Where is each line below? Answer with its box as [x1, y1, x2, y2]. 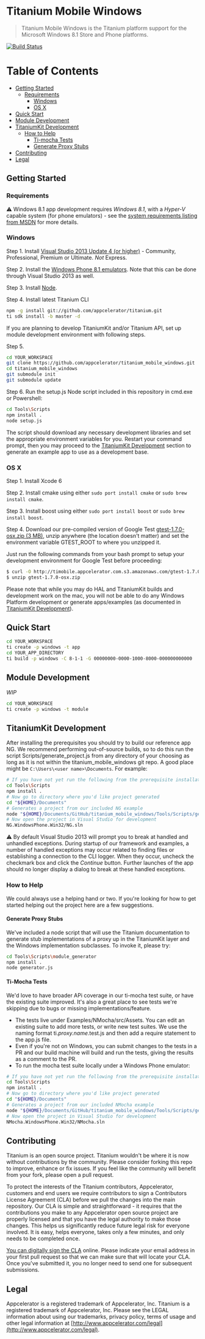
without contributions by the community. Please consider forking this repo [6, 1159, 193, 1166]
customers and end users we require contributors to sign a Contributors [6, 1190, 187, 1197]
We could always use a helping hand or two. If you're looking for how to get [6, 894, 196, 902]
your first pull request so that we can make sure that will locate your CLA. [6, 1253, 191, 1260]
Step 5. [6, 343, 24, 350]
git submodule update [6, 377, 62, 384]
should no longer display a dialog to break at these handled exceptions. [6, 866, 186, 873]
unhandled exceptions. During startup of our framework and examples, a [6, 840, 189, 847]
